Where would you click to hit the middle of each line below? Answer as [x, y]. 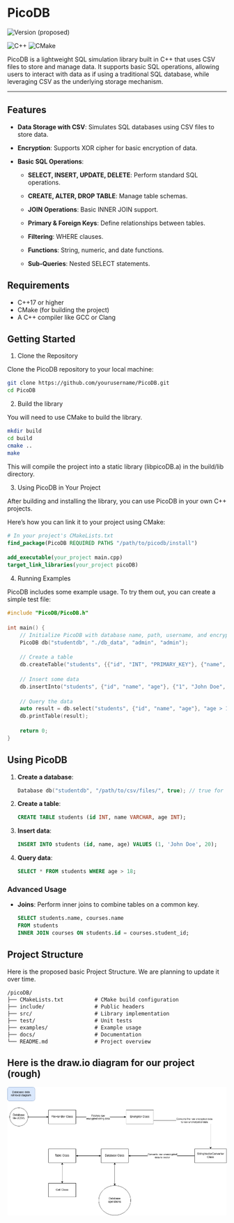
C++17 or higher [40, 302]
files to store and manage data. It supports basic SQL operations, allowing [113, 66]
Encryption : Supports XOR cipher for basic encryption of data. [107, 147]
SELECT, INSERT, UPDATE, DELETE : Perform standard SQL [113, 175]
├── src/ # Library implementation [88, 1013]
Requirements [38, 285]
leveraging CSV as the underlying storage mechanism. [85, 81]
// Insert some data [49, 679]
